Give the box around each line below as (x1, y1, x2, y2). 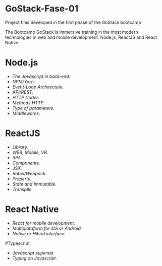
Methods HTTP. (12, 100, 45, 106)
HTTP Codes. (12, 94, 40, 100)
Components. (12, 160, 41, 166)
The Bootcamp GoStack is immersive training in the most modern (5, 29, 138, 35)
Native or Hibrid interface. (12, 230, 66, 236)
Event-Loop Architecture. (12, 84, 64, 90)
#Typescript (5, 240, 30, 246)
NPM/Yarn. (12, 78, 35, 84)
